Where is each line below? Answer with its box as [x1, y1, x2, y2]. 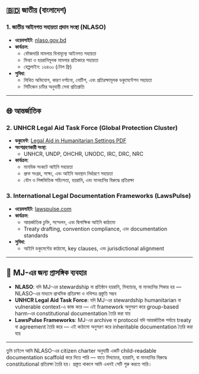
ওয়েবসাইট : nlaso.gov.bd [14, 36, 67, 44]
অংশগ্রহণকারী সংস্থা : [14, 144, 47, 151]
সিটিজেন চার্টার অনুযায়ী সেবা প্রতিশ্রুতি [23, 83, 85, 90]
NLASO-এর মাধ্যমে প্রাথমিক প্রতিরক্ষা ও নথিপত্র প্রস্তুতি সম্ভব [14, 290, 117, 297]
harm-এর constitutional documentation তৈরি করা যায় [14, 310, 131, 317]
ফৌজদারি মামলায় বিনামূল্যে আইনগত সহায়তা [23, 50, 97, 57]
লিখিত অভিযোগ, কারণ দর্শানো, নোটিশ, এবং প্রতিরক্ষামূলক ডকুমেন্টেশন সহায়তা [23, 76, 152, 83]
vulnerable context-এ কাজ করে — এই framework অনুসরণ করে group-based [14, 303, 179, 310]
